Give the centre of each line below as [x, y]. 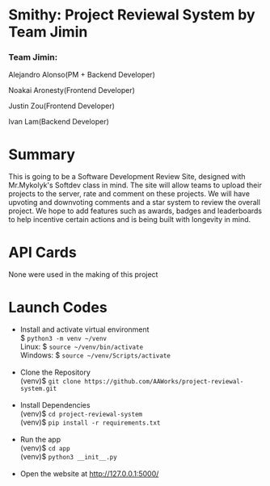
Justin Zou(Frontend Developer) [62, 106]
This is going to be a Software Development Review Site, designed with [127, 177]
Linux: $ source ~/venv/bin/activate [82, 347]
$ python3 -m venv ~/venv [63, 338]
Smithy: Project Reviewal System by [132, 15]
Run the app [40, 440]
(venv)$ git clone [51, 381]
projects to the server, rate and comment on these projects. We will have [129, 194]
